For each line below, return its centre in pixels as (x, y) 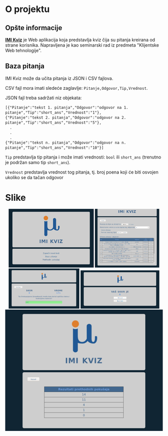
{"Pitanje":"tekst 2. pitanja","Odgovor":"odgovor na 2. (66, 117)
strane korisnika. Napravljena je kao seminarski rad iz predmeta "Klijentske (82, 45)
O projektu (27, 9)
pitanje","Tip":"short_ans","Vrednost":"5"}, (53, 122)
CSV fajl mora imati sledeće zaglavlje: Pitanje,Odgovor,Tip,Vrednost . (76, 88)
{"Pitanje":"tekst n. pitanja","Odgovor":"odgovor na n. (66, 142)
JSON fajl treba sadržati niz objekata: (43, 98)
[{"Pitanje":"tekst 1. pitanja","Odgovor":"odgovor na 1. (67, 107)
